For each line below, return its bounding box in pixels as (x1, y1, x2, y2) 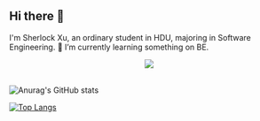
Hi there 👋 (9, 9, 65, 24)
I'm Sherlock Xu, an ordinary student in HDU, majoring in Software (9, 32, 251, 42)
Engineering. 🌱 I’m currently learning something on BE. (9, 42, 209, 52)
